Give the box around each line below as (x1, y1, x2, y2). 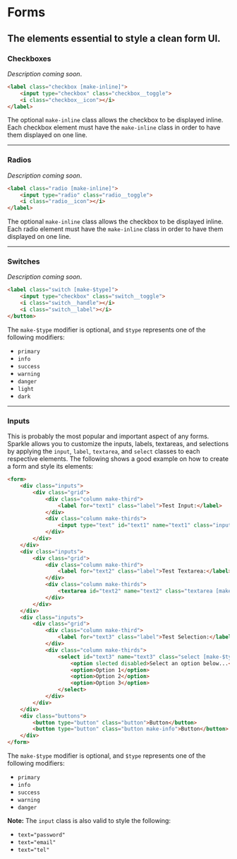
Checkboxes (7, 54, 51, 64)
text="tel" (17, 846, 50, 854)
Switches (7, 257, 40, 267)
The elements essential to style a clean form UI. (7, 33, 221, 45)
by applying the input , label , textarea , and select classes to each (7, 447, 200, 456)
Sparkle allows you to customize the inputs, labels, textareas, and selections (7, 440, 229, 448)
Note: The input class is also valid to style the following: (7, 817, 171, 825)
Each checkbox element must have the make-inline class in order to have (7, 123, 221, 132)
